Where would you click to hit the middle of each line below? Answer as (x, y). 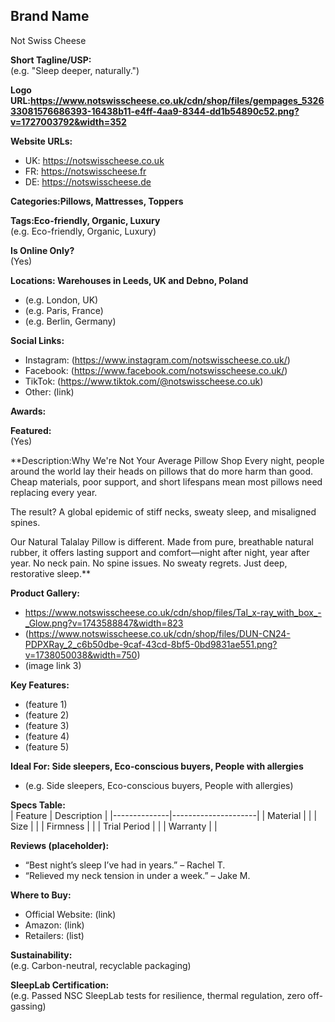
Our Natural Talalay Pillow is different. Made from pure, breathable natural (162, 541)
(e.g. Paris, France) (64, 310)
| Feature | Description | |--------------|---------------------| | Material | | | (164, 815)
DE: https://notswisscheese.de (88, 181)
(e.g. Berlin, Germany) (70, 321)
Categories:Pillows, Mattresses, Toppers (97, 201)
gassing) (28, 1006)
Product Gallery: (45, 593)
